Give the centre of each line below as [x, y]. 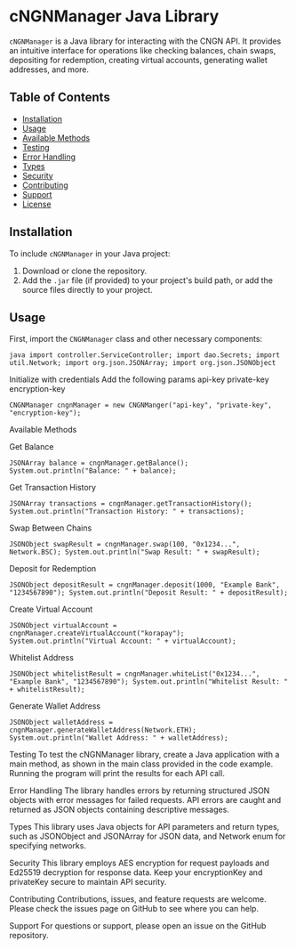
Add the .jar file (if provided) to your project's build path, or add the [148, 280]
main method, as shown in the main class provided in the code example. [141, 764]
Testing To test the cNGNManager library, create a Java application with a [144, 755]
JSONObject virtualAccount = [63, 626]
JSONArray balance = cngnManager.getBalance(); [99, 463]
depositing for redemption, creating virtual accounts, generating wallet [139, 60]
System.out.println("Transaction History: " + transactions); [127, 512]
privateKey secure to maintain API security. [88, 882]
